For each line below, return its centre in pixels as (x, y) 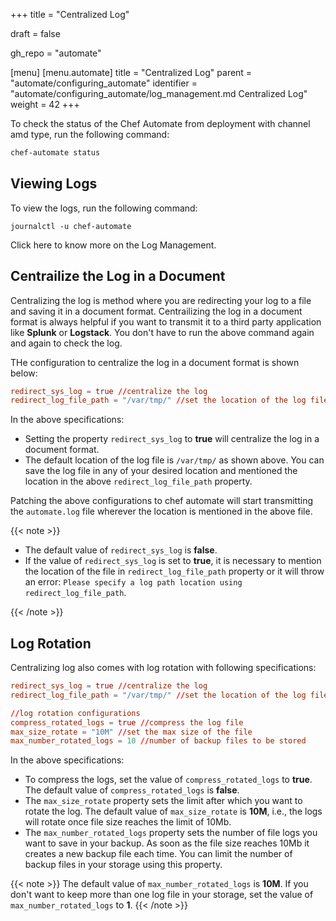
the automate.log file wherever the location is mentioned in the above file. (161, 511)
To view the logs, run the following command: (104, 208)
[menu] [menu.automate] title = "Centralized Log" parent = (131, 72)
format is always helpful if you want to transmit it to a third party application (166, 321)
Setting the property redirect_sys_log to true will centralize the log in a (172, 439)
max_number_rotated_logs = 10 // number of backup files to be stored (158, 741)
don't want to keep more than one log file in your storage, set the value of (162, 895)
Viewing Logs (54, 184)
